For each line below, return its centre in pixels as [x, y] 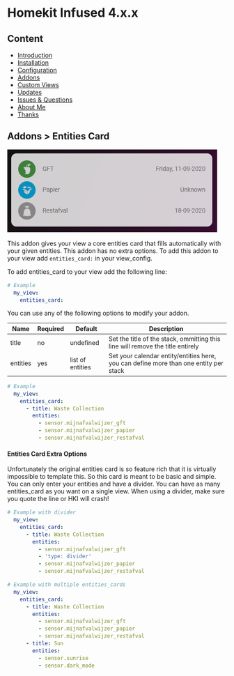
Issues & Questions [45, 100]
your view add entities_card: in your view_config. [80, 258]
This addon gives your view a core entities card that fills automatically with [114, 243]
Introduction [35, 55]
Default [86, 328]
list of [78, 360]
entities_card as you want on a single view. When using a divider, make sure [116, 491]
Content [25, 39]
